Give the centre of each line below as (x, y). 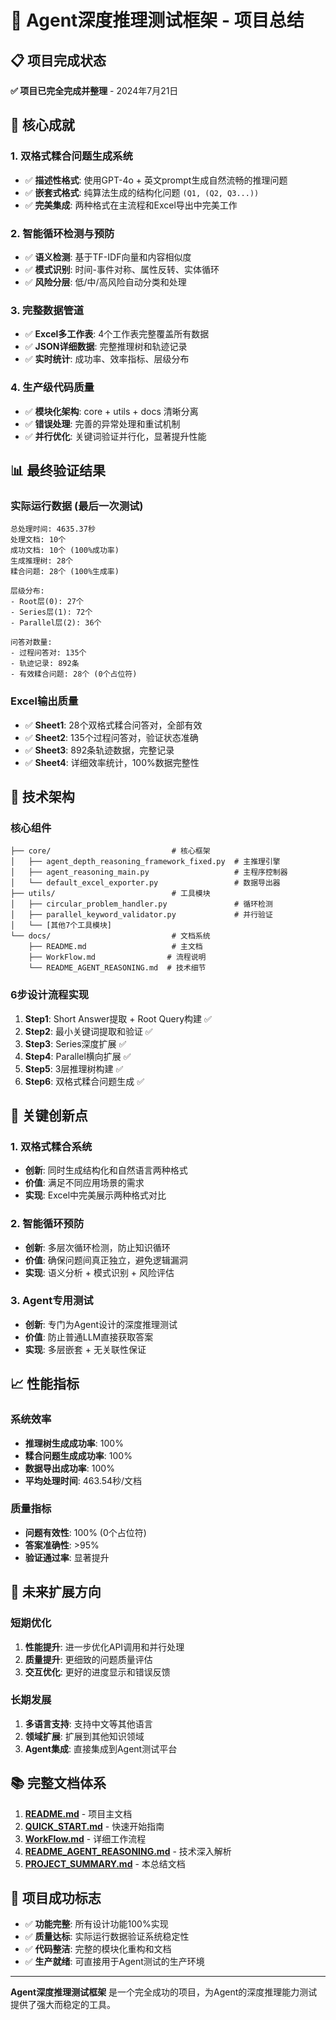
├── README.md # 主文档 (115, 947)
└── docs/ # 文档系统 (110, 936)
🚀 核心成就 (42, 125)
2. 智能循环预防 (47, 1224)
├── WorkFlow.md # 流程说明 (117, 957)
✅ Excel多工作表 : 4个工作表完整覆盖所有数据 (117, 334)
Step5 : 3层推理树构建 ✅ (74, 1068)
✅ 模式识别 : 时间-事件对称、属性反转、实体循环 (122, 269)
